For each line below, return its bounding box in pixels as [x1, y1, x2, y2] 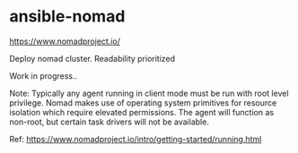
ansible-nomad [9, 6, 126, 27]
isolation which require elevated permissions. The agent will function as [9, 106, 275, 117]
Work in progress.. [9, 70, 78, 81]
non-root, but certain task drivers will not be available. [9, 116, 209, 127]
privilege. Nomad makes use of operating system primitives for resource [9, 97, 277, 108]
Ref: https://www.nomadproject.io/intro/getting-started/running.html [9, 133, 262, 144]
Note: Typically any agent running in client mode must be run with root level [9, 88, 289, 98]
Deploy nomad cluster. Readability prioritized [9, 53, 176, 64]
